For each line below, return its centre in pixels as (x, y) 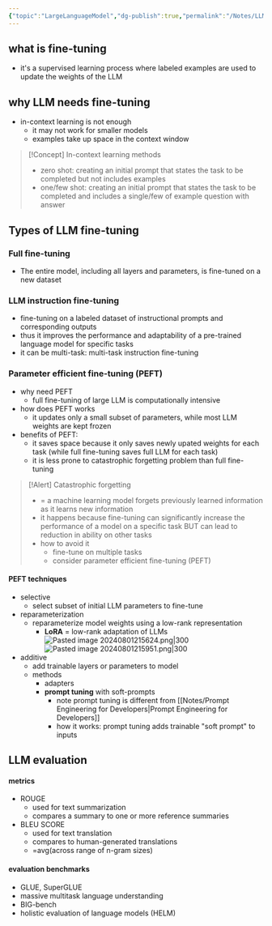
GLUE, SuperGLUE (51, 887)
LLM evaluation (48, 760)
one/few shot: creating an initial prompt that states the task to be (148, 188)
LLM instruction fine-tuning (64, 301)
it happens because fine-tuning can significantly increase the (142, 517)
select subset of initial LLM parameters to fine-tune (118, 605)
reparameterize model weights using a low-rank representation (137, 623)
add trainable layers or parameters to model (105, 666)
